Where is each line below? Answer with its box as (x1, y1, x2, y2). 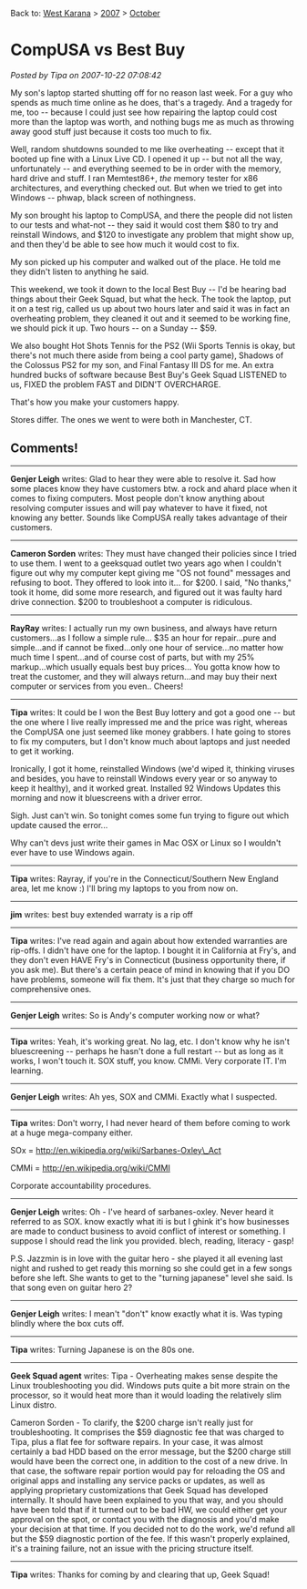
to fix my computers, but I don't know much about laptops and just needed (10, 735, 291, 746)
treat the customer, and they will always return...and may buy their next (10, 671, 278, 682)
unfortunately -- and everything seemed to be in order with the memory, (10, 163, 281, 174)
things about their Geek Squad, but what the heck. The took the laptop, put (10, 293, 292, 304)
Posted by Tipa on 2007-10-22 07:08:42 (10, 69, 162, 80)
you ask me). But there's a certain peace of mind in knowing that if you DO (10, 964, 291, 975)
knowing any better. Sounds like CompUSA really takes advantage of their (10, 512, 288, 523)
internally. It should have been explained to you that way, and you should (10, 1494, 283, 1505)
